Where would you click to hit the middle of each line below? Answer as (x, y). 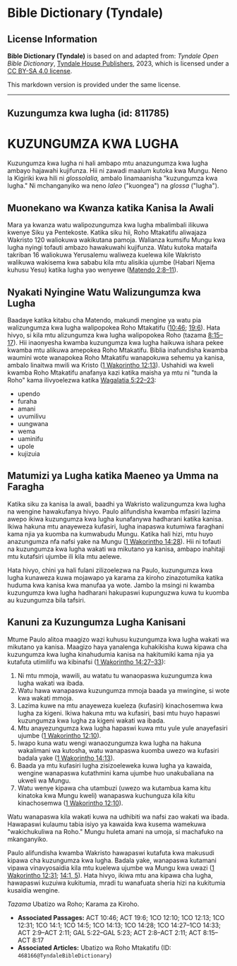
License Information (52, 39)
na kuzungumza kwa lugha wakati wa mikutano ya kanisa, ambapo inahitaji (116, 549)
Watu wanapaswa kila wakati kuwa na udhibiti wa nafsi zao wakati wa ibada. (118, 816)
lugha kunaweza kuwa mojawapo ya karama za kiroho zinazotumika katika (115, 577)
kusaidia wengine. (34, 890)
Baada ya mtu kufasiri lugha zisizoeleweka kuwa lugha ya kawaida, (115, 765)
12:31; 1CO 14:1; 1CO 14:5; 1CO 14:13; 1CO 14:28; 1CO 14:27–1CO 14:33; (119, 925)
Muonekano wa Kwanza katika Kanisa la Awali (110, 208)
